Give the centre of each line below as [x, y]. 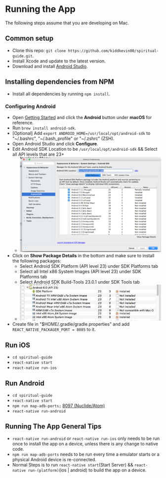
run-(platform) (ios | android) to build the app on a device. [87, 470]
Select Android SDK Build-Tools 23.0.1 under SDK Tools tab [80, 282]
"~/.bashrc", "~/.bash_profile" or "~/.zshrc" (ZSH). [63, 138]
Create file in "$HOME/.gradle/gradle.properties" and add [71, 324]
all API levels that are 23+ [38, 154]
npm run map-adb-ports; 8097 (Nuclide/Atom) [59, 406]
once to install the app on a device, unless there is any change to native [85, 444]
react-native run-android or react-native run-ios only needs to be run [86, 438]
